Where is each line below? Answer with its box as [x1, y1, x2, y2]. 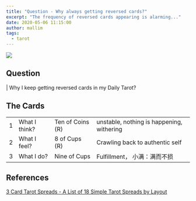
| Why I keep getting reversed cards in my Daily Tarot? [6, 84, 136, 91]
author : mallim [6, 25, 43, 31]
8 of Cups [54, 134, 82, 142]
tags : [6, 30, 19, 36]
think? [18, 125, 36, 133]
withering [96, 125, 123, 133]
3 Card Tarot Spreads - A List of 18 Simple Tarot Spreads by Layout [6, 188, 167, 195]
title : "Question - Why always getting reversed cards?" [6, 8, 148, 15]
